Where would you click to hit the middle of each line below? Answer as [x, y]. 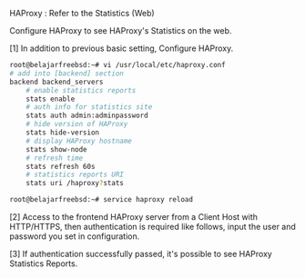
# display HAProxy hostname [79, 141]
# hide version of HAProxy [77, 124]
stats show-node [57, 149]
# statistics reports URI [75, 175]
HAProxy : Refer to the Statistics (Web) [82, 13]
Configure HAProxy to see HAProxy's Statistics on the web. [121, 30]
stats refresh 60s [61, 166]
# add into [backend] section [67, 73]
